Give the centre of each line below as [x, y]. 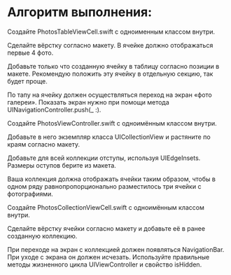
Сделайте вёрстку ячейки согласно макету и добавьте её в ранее [106, 228]
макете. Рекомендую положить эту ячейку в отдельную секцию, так [110, 74]
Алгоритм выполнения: [80, 12]
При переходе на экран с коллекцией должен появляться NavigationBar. [116, 249]
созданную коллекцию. [42, 236]
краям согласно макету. [44, 144]
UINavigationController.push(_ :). [54, 109]
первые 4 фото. [30, 53]
